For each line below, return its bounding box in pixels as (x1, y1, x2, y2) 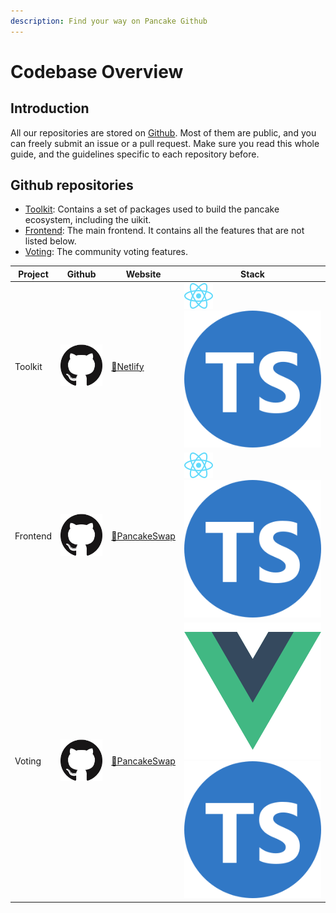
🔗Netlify (111, 360, 145, 372)
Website (125, 268, 162, 280)
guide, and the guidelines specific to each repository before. (10, 148, 260, 160)
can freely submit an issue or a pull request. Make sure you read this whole (10, 137, 320, 149)
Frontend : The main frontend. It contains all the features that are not (24, 225, 305, 237)
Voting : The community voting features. (24, 246, 189, 258)
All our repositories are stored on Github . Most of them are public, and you (10, 126, 317, 139)
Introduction (10, 100, 90, 117)
